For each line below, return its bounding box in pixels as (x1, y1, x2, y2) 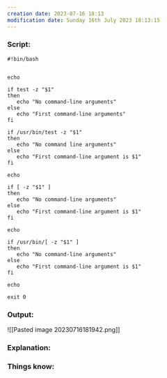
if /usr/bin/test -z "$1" (7, 128, 82, 136)
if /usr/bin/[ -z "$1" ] (7, 239, 79, 245)
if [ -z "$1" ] (7, 183, 51, 190)
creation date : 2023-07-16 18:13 (7, 10, 104, 17)
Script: (7, 40, 31, 50)
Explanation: (7, 343, 51, 353)
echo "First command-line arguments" (16, 110, 127, 117)
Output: (7, 310, 34, 319)
